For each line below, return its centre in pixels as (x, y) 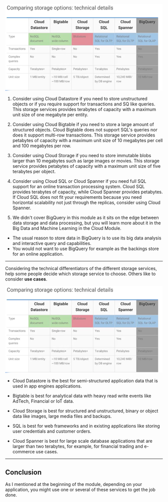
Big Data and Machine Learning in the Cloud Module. (67, 228)
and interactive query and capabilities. (52, 243)
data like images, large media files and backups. (62, 416)
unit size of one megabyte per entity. (50, 115)
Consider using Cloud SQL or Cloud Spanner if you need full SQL (79, 181)
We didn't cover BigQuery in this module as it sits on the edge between (85, 218)
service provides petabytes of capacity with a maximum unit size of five (86, 166)
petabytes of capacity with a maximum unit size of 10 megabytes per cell (87, 141)
